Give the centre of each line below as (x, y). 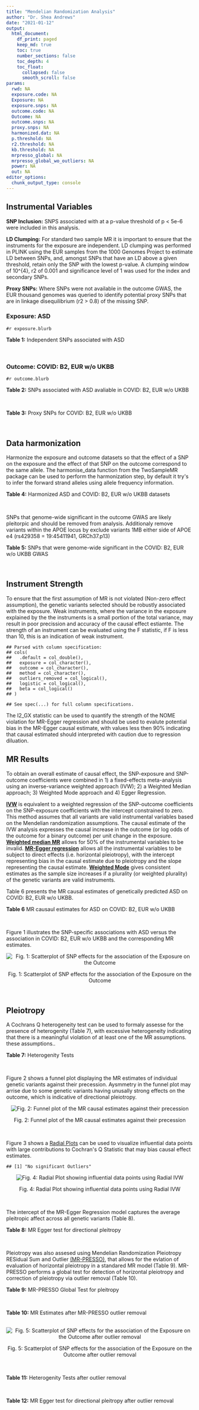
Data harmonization (44, 443)
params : (16, 84)
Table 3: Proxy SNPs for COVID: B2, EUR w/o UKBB (69, 413)
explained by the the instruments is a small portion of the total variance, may (99, 617)
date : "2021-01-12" (30, 23)
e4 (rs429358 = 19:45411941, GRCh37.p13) (58, 536)
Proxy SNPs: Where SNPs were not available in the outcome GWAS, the (94, 288)
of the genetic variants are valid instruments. (61, 880)
